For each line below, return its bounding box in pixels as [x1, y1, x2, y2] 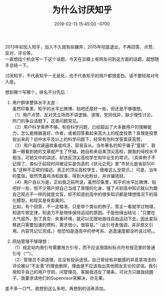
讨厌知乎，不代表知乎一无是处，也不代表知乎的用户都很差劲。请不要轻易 [5, 72, 150, 78]
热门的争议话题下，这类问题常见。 [12, 118, 81, 124]
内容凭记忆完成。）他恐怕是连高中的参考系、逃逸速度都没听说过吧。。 [20, 228, 158, 234]
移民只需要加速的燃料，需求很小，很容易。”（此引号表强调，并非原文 [12, 222, 149, 228]
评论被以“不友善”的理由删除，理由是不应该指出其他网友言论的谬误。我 [12, 263, 153, 269]
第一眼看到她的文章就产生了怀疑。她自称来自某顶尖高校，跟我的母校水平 [12, 148, 158, 154]
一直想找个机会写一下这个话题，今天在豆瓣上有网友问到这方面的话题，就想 [5, 56, 155, 62]
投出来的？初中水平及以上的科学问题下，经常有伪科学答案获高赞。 [12, 136, 145, 142]
